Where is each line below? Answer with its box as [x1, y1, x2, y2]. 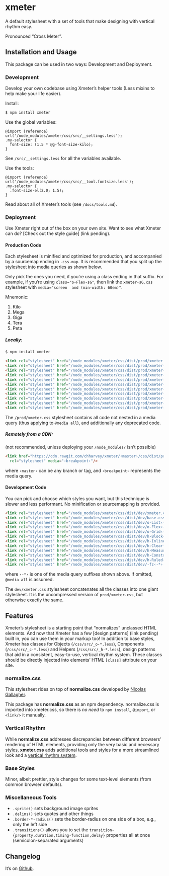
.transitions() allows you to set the [12, 827, 89, 833]
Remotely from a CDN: [5, 431, 53, 437]
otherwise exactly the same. [5, 597, 64, 603]
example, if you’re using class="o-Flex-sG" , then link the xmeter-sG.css [5, 279, 153, 285]
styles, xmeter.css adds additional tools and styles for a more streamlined [5, 747, 159, 753]
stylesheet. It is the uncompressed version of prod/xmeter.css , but [5, 592, 143, 598]
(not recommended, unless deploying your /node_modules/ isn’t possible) [5, 444, 156, 450]
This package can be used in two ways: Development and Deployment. [5, 61, 152, 67]
